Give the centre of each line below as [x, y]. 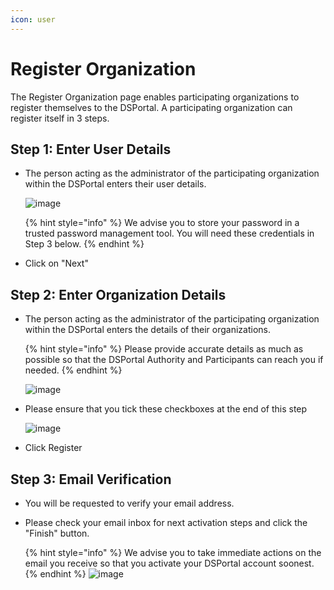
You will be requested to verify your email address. [129, 503]
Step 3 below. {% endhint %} [84, 244]
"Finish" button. [57, 533]
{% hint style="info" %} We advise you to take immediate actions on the [173, 552]
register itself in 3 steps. [60, 118]
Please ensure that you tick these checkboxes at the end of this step [166, 409]
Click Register [53, 448]
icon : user [33, 19]
